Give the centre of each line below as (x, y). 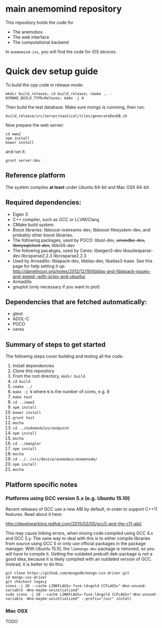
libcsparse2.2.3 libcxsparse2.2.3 (54, 256)
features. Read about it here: (34, 514)
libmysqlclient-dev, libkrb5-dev (44, 245)
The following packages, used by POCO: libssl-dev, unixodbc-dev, (79, 240)
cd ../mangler (27, 444)
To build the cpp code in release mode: (45, 85)
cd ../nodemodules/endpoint (41, 428)
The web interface (31, 37)
